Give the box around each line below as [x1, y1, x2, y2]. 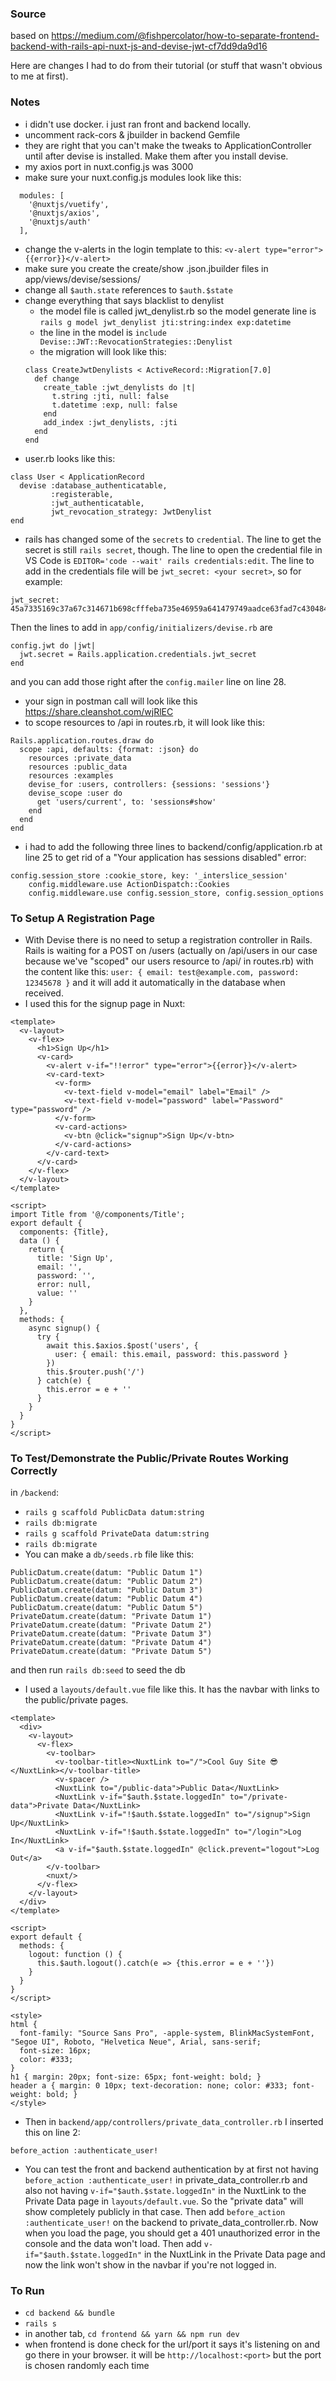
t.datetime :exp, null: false [51, 400, 178, 410]
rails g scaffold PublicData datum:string [24, 1508, 205, 1518]
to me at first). [10, 70, 69, 82]
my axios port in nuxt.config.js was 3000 [24, 160, 194, 172]
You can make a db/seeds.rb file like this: [24, 1548, 195, 1561]
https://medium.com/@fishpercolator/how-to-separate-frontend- [51, 30, 320, 42]
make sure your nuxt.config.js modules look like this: [24, 171, 242, 183]
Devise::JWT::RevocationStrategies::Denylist [39, 337, 233, 347]
